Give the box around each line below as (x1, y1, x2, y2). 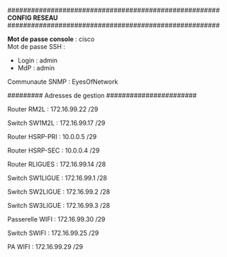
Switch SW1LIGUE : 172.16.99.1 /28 (7, 174, 108, 182)
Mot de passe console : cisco (7, 35, 95, 43)
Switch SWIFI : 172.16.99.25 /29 (7, 229, 99, 237)
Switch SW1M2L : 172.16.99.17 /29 (7, 119, 106, 127)
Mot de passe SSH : (7, 43, 66, 50)
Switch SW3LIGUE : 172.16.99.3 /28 (7, 202, 111, 209)
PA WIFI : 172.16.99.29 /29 (7, 243, 84, 251)
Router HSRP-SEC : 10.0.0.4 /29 (7, 146, 100, 155)
